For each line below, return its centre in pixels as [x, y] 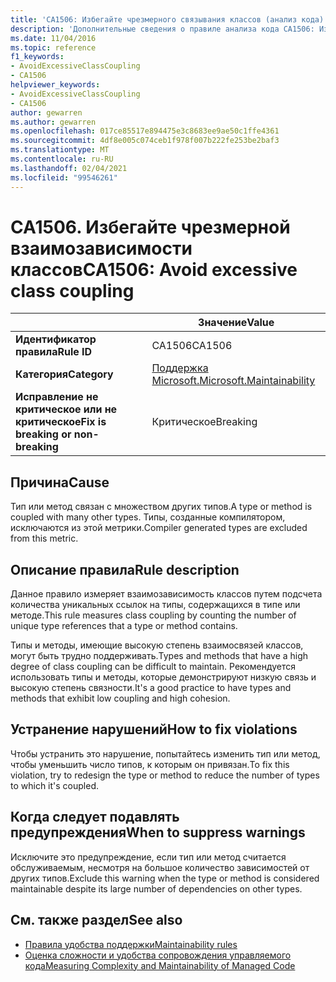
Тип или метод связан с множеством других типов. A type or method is [161, 507]
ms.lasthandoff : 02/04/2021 [69, 168]
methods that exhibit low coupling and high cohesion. [120, 698]
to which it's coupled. [55, 785]
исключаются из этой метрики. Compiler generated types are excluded [159, 528]
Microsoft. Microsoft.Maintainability [233, 381]
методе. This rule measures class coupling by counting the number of [153, 615]
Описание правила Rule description [125, 569]
